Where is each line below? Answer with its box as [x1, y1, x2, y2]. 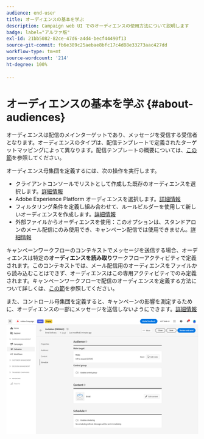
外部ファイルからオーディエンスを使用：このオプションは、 [15, 218, 164, 226]
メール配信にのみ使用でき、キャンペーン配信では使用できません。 [26, 226, 191, 234]
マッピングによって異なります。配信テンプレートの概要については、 [16, 147, 187, 154]
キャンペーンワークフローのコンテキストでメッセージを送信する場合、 [6, 246, 182, 254]
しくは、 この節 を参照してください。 [27, 285, 118, 292]
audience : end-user [6, 10, 56, 16]
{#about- [146, 97, 194, 111]
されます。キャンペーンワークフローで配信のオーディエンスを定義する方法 [6, 277, 192, 284]
